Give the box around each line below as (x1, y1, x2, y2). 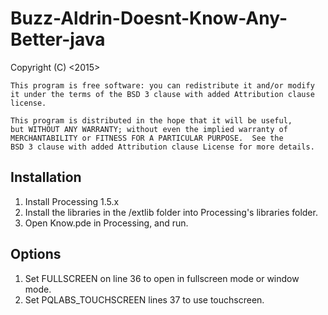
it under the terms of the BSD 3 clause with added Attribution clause (10, 89, 315, 99)
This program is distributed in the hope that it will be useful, (10, 115, 293, 126)
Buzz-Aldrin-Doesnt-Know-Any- (10, 7, 288, 30)
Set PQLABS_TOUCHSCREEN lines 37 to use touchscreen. (24, 293, 265, 306)
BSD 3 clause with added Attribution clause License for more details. (10, 142, 315, 152)
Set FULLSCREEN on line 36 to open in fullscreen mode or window (24, 272, 300, 284)
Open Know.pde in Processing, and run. (24, 217, 189, 229)
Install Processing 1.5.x (24, 195, 120, 207)
